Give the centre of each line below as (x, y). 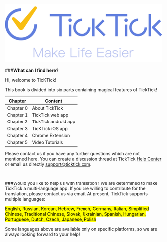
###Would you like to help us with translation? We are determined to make (81, 183)
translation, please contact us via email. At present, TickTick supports (77, 194)
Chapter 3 (18, 128)
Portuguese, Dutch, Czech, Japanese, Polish (51, 219)
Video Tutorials (47, 142)
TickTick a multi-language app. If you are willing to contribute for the (75, 188)
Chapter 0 (18, 108)
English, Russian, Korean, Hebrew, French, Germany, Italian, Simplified (77, 209)
